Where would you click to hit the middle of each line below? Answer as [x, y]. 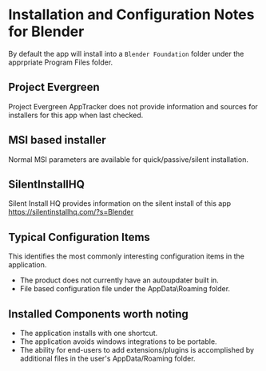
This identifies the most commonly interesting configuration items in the [127, 256]
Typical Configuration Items [79, 237]
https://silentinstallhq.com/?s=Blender [71, 212]
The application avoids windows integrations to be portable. [118, 341]
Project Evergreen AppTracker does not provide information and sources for [133, 106]
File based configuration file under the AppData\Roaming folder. [125, 289]
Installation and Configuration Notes [131, 15]
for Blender [46, 32]
